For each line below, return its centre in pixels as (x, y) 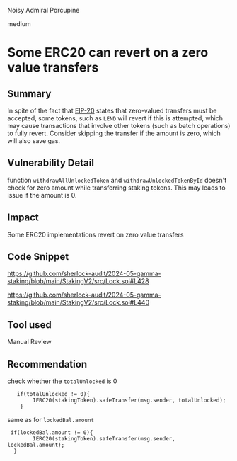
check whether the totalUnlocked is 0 (62, 381)
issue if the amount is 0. (42, 195)
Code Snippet (38, 257)
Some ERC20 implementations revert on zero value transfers (96, 234)
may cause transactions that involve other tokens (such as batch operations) (119, 126)
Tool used (29, 325)
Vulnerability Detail (51, 163)
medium (19, 24)
